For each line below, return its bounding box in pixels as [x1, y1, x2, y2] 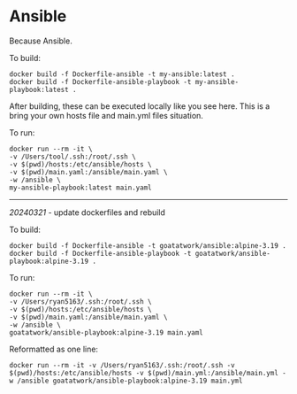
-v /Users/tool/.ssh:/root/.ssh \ [9, 152, 137, 161]
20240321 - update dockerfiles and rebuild [9, 206, 166, 218]
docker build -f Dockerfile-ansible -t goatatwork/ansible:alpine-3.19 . [9, 241, 287, 250]
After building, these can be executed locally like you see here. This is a [9, 100, 270, 112]
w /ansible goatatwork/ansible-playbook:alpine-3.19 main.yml [9, 376, 243, 385]
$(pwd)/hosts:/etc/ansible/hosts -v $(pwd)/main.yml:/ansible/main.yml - [9, 368, 287, 377]
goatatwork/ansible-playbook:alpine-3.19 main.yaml [9, 328, 203, 337]
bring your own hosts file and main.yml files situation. [9, 110, 203, 120]
